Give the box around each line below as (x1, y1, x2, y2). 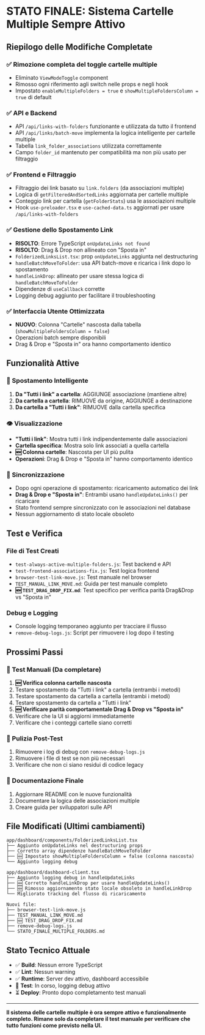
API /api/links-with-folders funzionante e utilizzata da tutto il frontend (15, 122, 196, 130)
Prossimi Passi (6, 647, 63, 657)
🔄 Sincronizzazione (6, 470, 65, 479)
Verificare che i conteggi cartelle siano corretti (15, 719, 132, 726)
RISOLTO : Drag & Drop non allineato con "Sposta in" (15, 246, 147, 254)
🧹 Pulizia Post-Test (6, 734, 63, 742)
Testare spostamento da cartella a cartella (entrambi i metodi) (15, 693, 171, 700)
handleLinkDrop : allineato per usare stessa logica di (15, 272, 145, 279)
